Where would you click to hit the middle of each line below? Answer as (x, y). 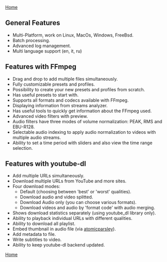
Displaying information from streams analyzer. (60, 105)
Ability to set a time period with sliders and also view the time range (82, 143)
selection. (23, 148)
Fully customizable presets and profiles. (54, 84)
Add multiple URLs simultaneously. (48, 176)
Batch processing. (31, 40)
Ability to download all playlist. (44, 224)
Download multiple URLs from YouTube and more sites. (69, 181)
